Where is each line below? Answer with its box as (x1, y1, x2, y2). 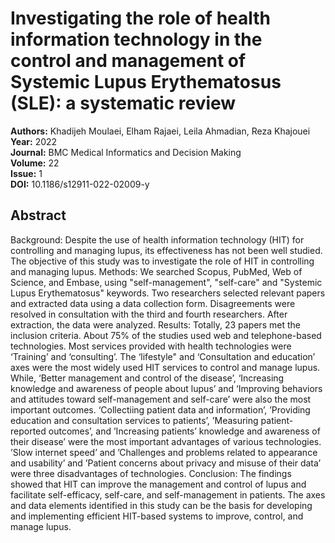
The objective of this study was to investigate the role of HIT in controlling (10, 255, 315, 267)
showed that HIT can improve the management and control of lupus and (10, 478, 307, 490)
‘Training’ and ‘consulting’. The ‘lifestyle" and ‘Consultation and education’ (10, 350, 316, 362)
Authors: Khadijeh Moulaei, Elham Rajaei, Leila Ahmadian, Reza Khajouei (10, 125, 311, 137)
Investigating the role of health (10, 7, 272, 30)
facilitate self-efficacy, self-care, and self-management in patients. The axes (10, 488, 326, 501)
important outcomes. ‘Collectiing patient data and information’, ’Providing (10, 403, 311, 416)
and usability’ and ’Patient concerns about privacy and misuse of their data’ (10, 457, 322, 469)
